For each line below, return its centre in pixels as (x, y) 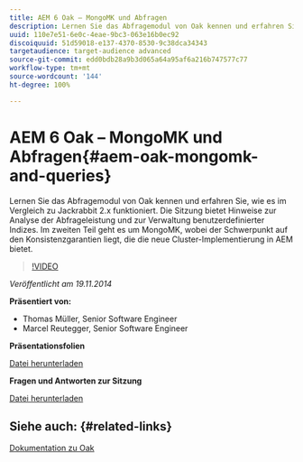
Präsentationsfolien (47, 346)
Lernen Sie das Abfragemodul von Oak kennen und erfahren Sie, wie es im (148, 200)
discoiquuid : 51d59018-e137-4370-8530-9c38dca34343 (108, 43)
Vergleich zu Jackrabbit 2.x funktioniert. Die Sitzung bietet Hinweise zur (143, 210)
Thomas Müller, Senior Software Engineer (100, 319)
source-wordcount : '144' (56, 77)
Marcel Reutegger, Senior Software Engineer (105, 328)
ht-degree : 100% (40, 85)
